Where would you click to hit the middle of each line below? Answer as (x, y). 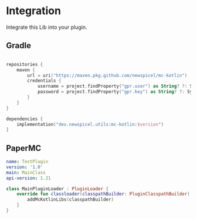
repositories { (25, 64)
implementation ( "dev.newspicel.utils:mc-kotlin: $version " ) (90, 124)
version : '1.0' (25, 167)
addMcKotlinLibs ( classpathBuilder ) (71, 200)
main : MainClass (26, 172)
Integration (34, 11)
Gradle (18, 46)
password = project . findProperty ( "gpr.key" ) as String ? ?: (111, 92)
